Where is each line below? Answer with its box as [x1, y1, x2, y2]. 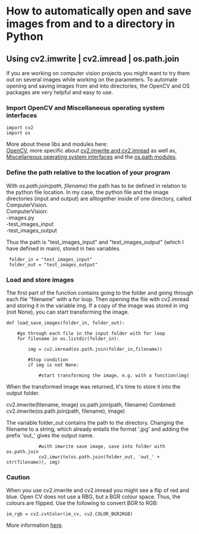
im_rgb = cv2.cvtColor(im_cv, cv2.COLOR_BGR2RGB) [6, 511, 133, 517]
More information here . [6, 521, 63, 529]
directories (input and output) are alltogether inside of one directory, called [6, 195, 192, 202]
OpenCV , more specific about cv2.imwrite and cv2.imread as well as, [6, 147, 177, 154]
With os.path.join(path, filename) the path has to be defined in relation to [6, 182, 187, 189]
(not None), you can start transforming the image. [6, 308, 129, 315]
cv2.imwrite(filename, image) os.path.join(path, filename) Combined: [6, 401, 177, 408]
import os [6, 130, 31, 136]
